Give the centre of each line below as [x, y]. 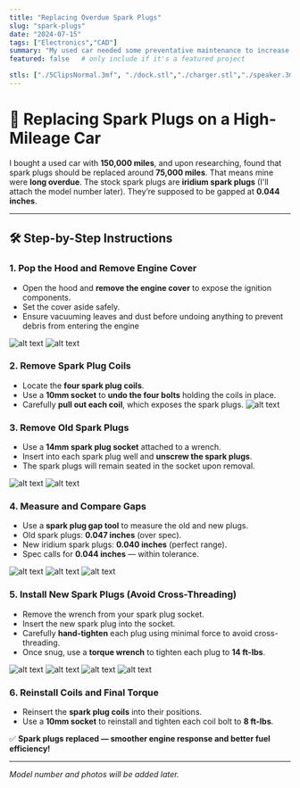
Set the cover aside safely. [71, 307]
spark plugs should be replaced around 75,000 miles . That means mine [142, 172]
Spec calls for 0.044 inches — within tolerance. [110, 554]
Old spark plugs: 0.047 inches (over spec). [102, 535]
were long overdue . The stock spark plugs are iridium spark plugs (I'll [139, 182]
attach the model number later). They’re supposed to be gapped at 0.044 [145, 191]
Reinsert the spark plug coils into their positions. [112, 711]
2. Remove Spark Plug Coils [70, 366]
